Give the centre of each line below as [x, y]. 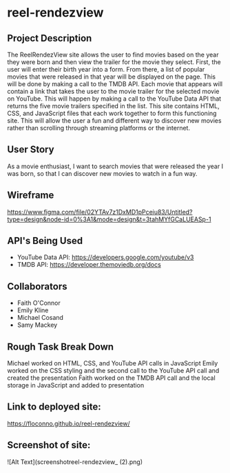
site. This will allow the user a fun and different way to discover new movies [114, 121]
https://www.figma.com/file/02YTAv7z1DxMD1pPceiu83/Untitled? [100, 212]
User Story [31, 150]
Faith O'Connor [39, 303]
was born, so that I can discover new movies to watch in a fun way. [102, 173]
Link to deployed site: [54, 407]
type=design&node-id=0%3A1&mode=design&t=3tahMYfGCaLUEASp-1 [109, 219]
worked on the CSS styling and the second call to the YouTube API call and [113, 371]
